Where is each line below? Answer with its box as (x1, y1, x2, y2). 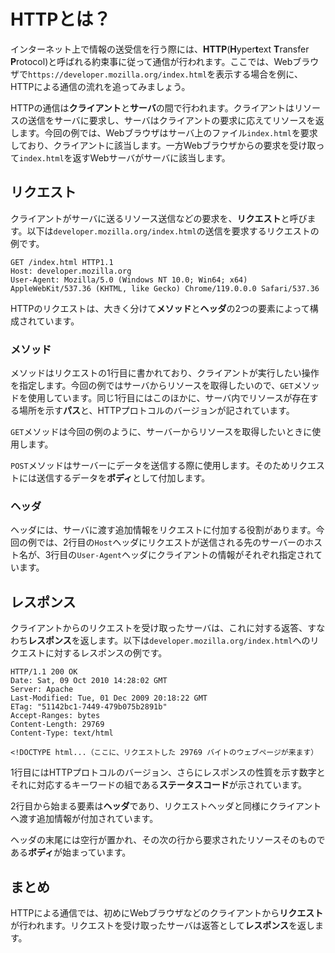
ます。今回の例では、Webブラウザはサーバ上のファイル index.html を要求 (18, 126, 318, 139)
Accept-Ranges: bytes (10, 711, 101, 721)
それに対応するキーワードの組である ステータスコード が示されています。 (10, 779, 308, 791)
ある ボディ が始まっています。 (10, 846, 132, 859)
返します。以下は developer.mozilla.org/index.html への (79, 635, 311, 647)
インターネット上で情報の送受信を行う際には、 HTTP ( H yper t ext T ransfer (10, 43, 310, 55)
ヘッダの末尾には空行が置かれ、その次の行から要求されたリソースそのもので (10, 834, 326, 846)
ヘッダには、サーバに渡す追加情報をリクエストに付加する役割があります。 (10, 524, 317, 536)
